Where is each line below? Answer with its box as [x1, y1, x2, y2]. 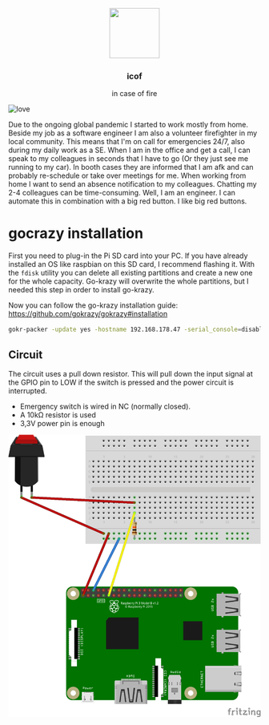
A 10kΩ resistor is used [19, 409, 96, 420]
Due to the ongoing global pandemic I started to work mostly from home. [8, 120, 249, 130]
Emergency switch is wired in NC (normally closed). [19, 401, 191, 411]
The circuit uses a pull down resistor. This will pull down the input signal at [8, 369, 254, 378]
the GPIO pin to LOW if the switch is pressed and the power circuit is [8, 377, 235, 387]
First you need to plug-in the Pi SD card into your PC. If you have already [8, 251, 248, 260]
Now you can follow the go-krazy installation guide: [8, 300, 179, 310]
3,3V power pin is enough [19, 418, 106, 428]
